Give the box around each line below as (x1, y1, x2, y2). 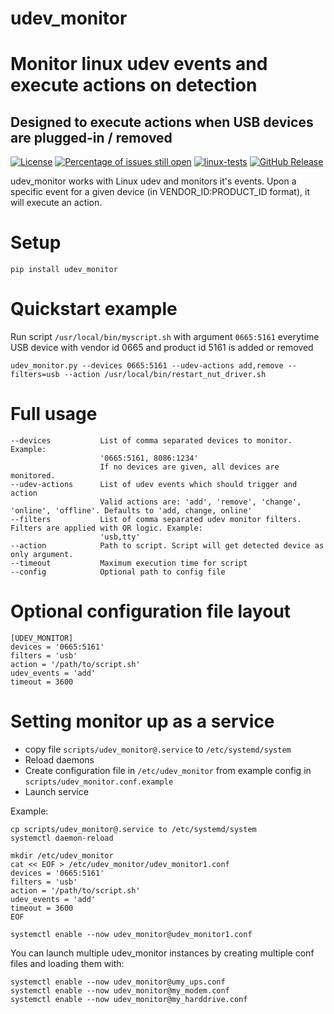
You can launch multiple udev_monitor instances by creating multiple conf (10, 947, 315, 959)
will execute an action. (10, 197, 103, 209)
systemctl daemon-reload (10, 833, 114, 843)
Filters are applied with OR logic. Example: (10, 523, 203, 533)
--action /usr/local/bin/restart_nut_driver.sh (63, 370, 267, 380)
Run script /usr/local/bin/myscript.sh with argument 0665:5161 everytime (10, 331, 320, 343)
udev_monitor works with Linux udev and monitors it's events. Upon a (10, 175, 297, 187)
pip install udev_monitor (10, 265, 118, 275)
